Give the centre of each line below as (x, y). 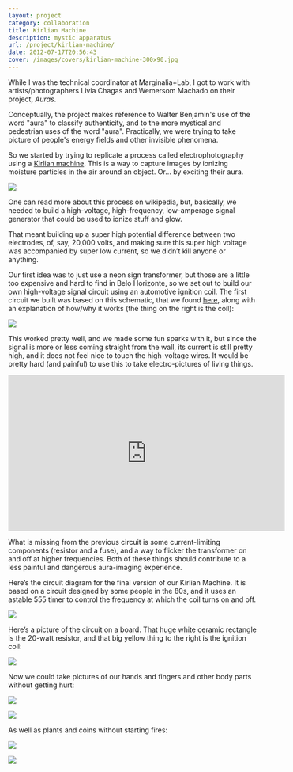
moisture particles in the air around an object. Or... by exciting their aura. (126, 172)
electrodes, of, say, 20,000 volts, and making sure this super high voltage (128, 242)
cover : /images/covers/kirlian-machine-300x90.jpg (93, 60)
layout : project (35, 15)
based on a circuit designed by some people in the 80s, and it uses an (122, 591)
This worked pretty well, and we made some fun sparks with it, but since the (132, 338)
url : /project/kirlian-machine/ (61, 45)
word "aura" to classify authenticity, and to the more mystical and (115, 123)
